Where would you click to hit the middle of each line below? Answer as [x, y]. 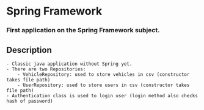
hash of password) [30, 101]
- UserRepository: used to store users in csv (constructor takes [104, 85]
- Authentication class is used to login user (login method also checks [102, 95]
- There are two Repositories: [46, 69]
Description [29, 50]
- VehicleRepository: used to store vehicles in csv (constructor [104, 74]
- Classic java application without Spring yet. [69, 64]
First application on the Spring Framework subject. [83, 30]
